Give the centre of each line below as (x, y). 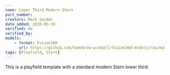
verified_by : (19, 33)
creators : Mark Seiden (29, 19)
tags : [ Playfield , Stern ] (32, 52)
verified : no (19, 29)
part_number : (19, 15)
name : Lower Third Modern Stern (39, 10)
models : (13, 39)
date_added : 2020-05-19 (30, 24)
